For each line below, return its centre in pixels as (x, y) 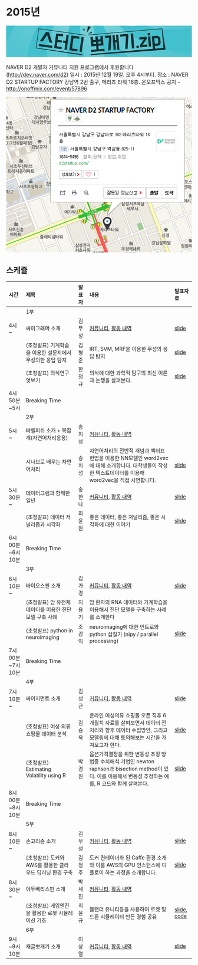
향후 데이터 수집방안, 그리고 (136, 730)
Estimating (39, 769)
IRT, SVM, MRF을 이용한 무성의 (126, 349)
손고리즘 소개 (41, 841)
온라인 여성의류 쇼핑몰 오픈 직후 (126, 715)
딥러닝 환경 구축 (55, 872)
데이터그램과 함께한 (48, 493)
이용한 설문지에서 (52, 352)
